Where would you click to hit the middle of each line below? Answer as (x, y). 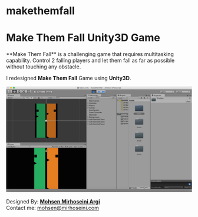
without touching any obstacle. (44, 67)
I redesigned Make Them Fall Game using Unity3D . (69, 78)
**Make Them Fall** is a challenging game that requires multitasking (90, 54)
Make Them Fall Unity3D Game (83, 38)
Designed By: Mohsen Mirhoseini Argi (53, 201)
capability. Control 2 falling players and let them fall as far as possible (90, 61)
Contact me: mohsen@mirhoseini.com (52, 208)
